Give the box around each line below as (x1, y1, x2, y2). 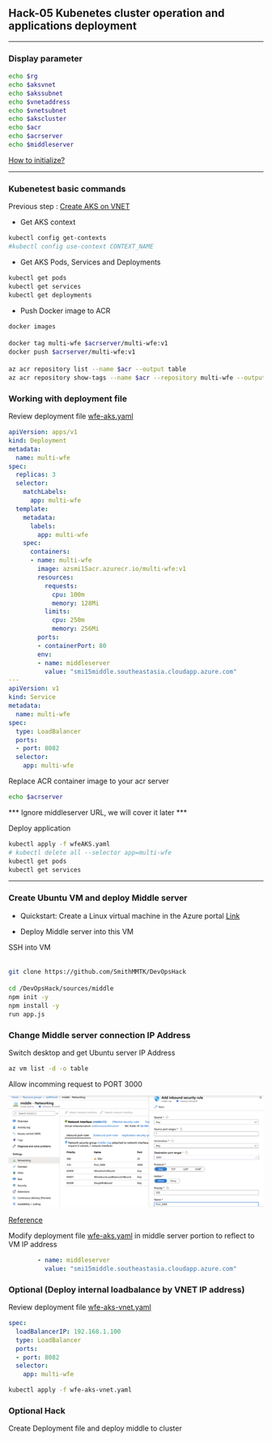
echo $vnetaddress (8, 97, 70, 106)
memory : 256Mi (51, 624, 100, 633)
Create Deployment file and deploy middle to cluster (8, 1423, 182, 1434)
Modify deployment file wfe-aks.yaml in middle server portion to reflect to (8, 1231, 255, 1241)
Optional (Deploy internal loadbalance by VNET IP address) (8, 1284, 245, 1295)
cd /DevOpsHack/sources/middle (8, 984, 114, 993)
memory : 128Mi (51, 599, 100, 607)
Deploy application (8, 823, 71, 833)
